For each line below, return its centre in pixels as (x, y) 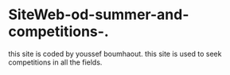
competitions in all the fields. (55, 62)
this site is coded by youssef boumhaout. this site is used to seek (115, 53)
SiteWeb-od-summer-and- (99, 15)
